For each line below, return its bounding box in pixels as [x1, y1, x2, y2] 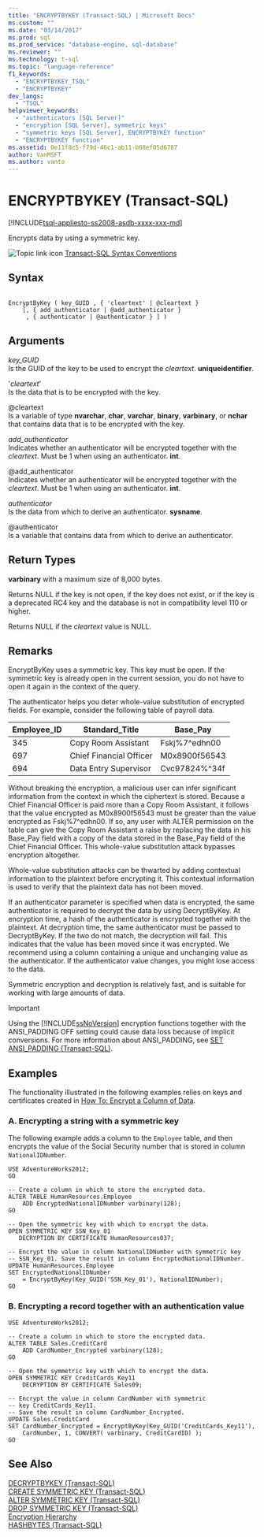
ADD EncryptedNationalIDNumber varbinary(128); [22, 1200, 181, 1208]
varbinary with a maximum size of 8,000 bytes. [8, 574, 163, 584]
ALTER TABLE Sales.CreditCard [8, 1339, 108, 1347]
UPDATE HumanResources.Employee [8, 1262, 114, 1270]
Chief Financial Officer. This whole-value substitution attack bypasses [8, 842, 236, 852]
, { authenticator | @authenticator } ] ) [25, 313, 168, 321]
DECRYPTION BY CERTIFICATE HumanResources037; [18, 1234, 175, 1242]
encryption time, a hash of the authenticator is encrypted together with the [8, 915, 251, 924]
